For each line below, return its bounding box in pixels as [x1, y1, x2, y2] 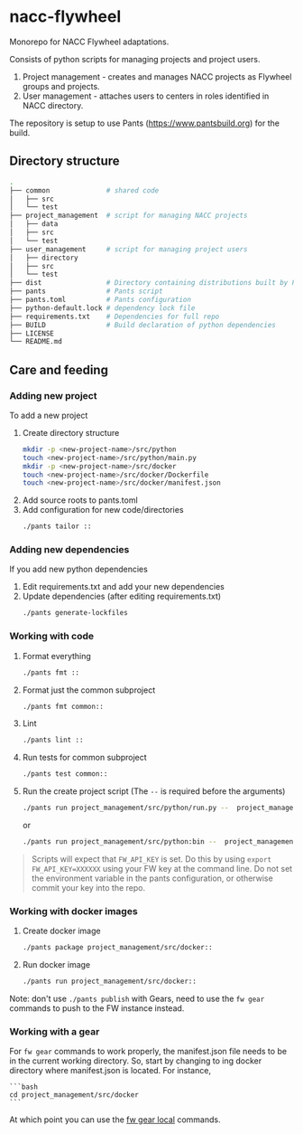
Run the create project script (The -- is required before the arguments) [22, 786, 286, 797]
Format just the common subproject [22, 685, 156, 695]
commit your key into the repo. [31, 882, 146, 893]
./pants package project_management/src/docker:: [22, 943, 214, 952]
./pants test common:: [22, 770, 108, 779]
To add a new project [9, 410, 88, 421]
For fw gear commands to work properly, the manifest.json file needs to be [9, 1046, 287, 1057]
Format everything [22, 650, 92, 661]
